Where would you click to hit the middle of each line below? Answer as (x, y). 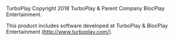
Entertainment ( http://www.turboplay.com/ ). (59, 32)
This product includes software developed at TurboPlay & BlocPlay (87, 26)
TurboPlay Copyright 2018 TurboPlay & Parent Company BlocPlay (86, 8)
